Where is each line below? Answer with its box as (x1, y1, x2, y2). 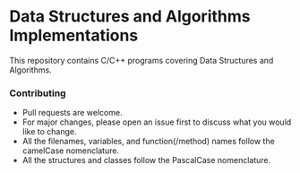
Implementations (9, 25, 139, 46)
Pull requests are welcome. (21, 108, 123, 118)
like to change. (21, 126, 78, 137)
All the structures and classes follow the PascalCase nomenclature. (21, 155, 271, 166)
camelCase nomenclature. (21, 145, 119, 156)
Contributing (9, 87, 66, 99)
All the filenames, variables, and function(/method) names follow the (21, 136, 275, 147)
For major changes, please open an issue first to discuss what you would (21, 117, 292, 127)
